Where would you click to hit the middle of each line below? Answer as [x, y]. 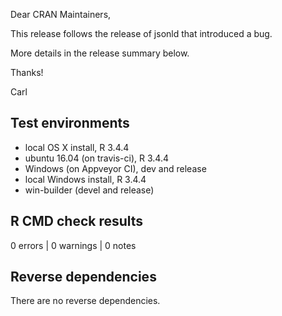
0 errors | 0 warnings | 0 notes [73, 245]
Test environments [70, 123]
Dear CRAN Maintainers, [61, 14]
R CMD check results [77, 221]
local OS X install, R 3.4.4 [77, 147]
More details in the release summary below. [100, 53]
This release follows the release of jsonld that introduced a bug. [141, 33]
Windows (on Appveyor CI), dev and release [115, 168]
